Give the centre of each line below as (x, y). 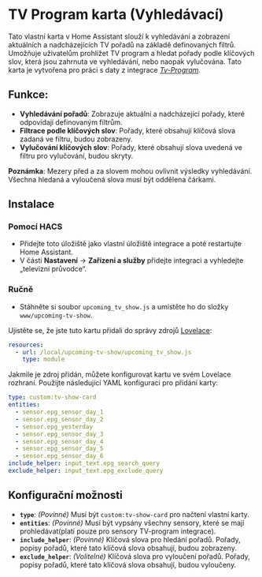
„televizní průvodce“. (53, 269)
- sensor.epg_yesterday (54, 427)
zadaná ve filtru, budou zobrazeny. (76, 139)
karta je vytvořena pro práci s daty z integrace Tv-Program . (105, 69)
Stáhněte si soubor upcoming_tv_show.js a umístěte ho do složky (124, 306)
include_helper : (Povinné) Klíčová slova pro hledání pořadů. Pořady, (130, 539)
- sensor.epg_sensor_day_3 (59, 434)
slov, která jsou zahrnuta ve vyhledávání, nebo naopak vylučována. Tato (125, 62)
